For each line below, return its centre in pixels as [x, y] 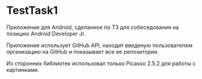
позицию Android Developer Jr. [46, 33]
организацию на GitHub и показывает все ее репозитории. [83, 51]
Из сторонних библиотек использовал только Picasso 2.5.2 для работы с [101, 63]
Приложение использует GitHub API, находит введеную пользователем [99, 45]
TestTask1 [32, 11]
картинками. [23, 69]
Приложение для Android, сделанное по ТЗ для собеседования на [93, 27]
